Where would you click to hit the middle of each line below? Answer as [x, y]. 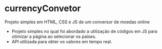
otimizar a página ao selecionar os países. [54, 36]
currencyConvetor [43, 8]
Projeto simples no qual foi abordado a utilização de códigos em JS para [84, 31]
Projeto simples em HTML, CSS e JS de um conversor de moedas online [77, 22]
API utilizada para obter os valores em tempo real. [62, 41]
